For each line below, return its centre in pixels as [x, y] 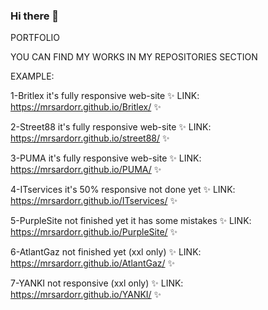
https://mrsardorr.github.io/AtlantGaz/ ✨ [93, 263]
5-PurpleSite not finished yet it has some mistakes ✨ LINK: [131, 221]
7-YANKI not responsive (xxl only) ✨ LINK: [97, 283]
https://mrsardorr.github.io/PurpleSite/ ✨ [94, 232]
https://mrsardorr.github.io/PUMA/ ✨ [86, 170]
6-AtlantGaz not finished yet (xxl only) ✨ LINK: [106, 252]
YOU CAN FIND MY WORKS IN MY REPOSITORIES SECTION [134, 57]
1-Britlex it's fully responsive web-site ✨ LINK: [105, 96]
